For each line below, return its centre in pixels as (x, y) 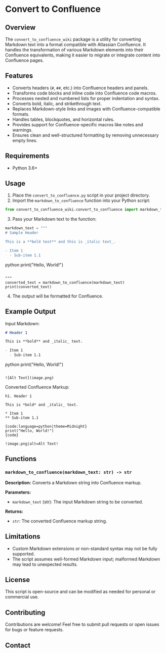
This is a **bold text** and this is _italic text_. (61, 242)
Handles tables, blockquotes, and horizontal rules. (63, 119)
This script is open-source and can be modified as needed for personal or (80, 592)
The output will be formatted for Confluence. (58, 296)
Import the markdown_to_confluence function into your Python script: (81, 201)
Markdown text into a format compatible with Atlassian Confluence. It (76, 45)
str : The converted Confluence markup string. (60, 521)
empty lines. (25, 140)
